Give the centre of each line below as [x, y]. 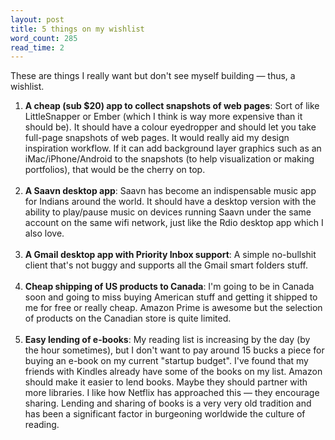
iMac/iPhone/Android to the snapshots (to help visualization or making [169, 159]
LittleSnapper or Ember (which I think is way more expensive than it [163, 117]
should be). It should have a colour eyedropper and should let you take [170, 127]
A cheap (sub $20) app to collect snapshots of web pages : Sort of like [172, 106]
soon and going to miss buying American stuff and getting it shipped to [171, 297]
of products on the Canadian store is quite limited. [128, 318]
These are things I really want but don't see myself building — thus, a [153, 76]
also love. [44, 233]
